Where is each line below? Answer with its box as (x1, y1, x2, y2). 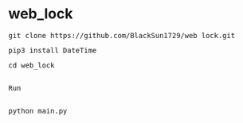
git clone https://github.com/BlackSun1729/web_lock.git (8, 31, 236, 40)
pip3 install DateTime (8, 45, 97, 55)
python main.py (8, 106, 68, 115)
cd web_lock (8, 60, 55, 70)
